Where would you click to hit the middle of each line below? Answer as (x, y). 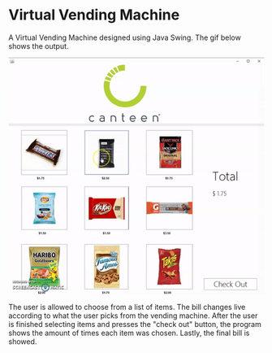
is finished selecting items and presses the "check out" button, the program (135, 325)
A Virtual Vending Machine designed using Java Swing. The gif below (125, 37)
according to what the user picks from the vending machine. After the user (133, 316)
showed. (23, 342)
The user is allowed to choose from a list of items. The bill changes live (127, 307)
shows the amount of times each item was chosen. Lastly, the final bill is (129, 333)
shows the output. (39, 46)
